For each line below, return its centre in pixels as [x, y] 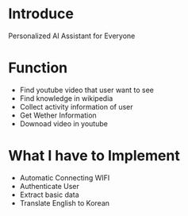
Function [38, 68]
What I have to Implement [94, 156]
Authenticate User [49, 186]
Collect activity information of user [76, 106]
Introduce [41, 14]
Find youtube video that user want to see [87, 90]
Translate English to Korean [64, 202]
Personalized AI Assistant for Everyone [72, 36]
